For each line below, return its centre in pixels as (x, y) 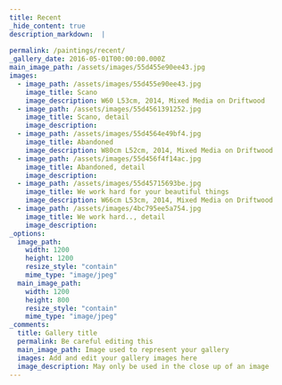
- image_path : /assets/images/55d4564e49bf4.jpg (109, 134)
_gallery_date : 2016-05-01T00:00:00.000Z (87, 59)
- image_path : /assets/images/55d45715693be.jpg (109, 184)
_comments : (29, 325)
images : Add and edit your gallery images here (108, 358)
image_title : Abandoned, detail (85, 167)
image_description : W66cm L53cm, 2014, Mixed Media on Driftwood (149, 201)
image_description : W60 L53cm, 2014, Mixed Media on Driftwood (145, 100)
